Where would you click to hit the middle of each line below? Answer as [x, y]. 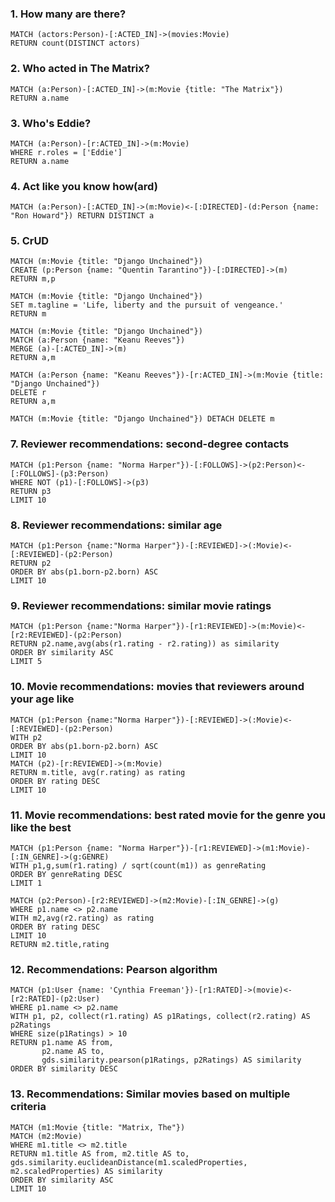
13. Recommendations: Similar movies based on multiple [150, 1094]
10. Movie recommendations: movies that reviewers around [157, 687]
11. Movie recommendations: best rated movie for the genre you [168, 815]
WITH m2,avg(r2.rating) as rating [82, 918]
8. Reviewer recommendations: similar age [116, 525]
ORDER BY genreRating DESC [66, 874]
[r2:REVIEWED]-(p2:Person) [66, 635]
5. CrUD [30, 241]
